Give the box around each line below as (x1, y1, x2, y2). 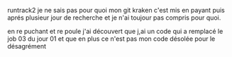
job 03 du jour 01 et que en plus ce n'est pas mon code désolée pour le (7, 34, 216, 43)
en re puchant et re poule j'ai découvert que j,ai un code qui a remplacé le (7, 27, 223, 35)
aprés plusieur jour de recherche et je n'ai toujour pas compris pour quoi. (7, 13, 221, 22)
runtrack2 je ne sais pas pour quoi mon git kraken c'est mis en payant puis (7, 6, 226, 14)
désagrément (7, 42, 47, 50)
